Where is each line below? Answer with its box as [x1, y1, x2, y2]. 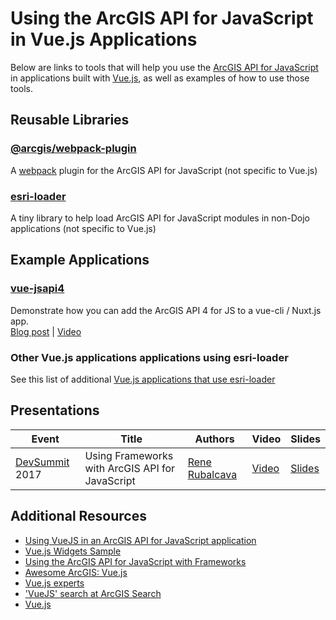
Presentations [10, 402, 100, 419]
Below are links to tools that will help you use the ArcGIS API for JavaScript [10, 61, 319, 73]
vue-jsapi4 [10, 282, 65, 296]
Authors [194, 432, 235, 446]
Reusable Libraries [10, 112, 130, 129]
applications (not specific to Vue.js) [10, 222, 157, 234]
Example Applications [10, 252, 150, 269]
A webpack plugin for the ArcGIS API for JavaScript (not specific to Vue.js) [10, 164, 318, 176]
